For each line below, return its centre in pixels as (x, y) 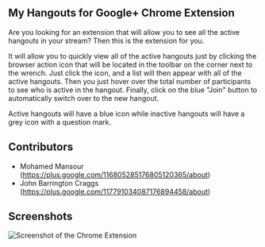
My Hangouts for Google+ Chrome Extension (122, 13)
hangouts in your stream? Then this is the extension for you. (106, 41)
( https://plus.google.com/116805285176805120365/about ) (115, 175)
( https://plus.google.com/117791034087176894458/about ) (115, 191)
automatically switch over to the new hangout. (84, 98)
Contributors (41, 147)
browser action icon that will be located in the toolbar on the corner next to (131, 64)
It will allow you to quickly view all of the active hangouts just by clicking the (132, 56)
